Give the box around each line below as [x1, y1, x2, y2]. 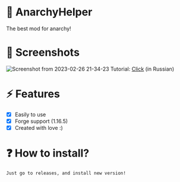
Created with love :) [14, 124, 64, 131]
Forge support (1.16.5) [14, 117, 68, 124]
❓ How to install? [6, 146, 90, 160]
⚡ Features [6, 87, 61, 101]
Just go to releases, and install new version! [6, 170, 127, 176]
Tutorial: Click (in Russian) [110, 65, 174, 72]
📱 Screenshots [6, 46, 80, 59]
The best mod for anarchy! [6, 25, 71, 32]
